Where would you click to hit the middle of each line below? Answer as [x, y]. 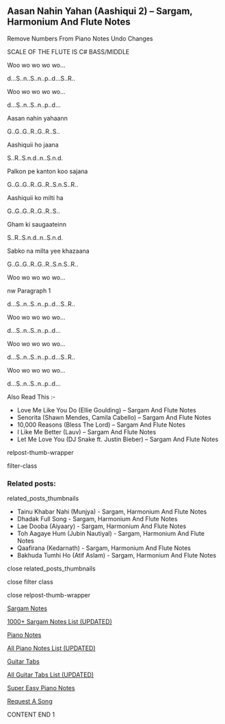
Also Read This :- [31, 397]
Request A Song [30, 701]
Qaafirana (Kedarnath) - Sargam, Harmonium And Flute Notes [104, 548]
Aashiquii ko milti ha [35, 197]
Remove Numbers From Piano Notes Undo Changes [80, 38]
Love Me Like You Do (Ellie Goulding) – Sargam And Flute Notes [107, 410]
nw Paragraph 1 [29, 290]
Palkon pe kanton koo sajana [48, 171]
